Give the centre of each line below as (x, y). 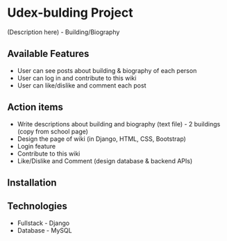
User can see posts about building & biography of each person (107, 70)
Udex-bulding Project (70, 13)
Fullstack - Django (43, 223)
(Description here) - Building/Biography (64, 32)
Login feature (36, 146)
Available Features (48, 54)
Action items (35, 107)
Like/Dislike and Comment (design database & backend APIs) (105, 160)
